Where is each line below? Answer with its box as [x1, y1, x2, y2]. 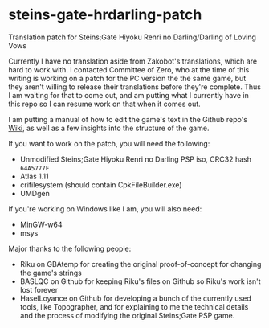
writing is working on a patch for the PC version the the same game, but [8, 73, 247, 83]
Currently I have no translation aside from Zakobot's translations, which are [8, 56, 258, 66]
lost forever [19, 285, 59, 294]
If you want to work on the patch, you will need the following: [8, 138, 210, 148]
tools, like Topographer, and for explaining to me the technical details [19, 301, 249, 311]
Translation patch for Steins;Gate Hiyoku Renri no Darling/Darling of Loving [8, 32, 257, 42]
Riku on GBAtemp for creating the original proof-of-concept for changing [19, 259, 262, 269]
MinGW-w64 [19, 219, 63, 229]
